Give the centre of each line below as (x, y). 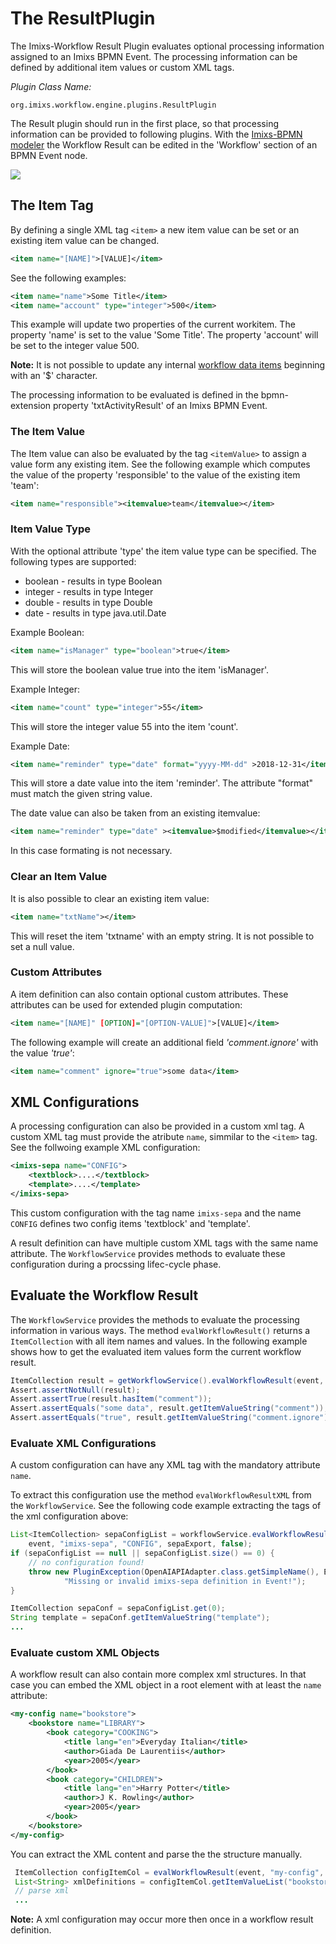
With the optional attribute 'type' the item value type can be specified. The (163, 551)
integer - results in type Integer (89, 591)
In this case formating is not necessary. (91, 851)
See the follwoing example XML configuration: (105, 1148)
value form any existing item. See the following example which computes (160, 464)
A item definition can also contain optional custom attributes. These (149, 994)
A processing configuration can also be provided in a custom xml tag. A (157, 1126)
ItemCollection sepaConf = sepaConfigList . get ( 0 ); (118, 1608)
